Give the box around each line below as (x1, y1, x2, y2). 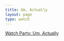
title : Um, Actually (5, 7, 48, 12)
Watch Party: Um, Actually (5, 30, 59, 36)
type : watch (5, 16, 30, 21)
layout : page (5, 12, 32, 17)
